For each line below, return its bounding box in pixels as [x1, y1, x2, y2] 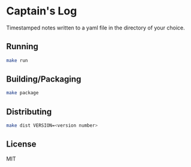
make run [6, 57, 28, 64]
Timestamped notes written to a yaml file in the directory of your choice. [6, 24, 185, 31]
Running [6, 41, 39, 52]
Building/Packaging [6, 74, 82, 85]
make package [6, 90, 39, 96]
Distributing [6, 106, 52, 117]
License [6, 139, 37, 150]
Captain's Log [6, 4, 77, 18]
